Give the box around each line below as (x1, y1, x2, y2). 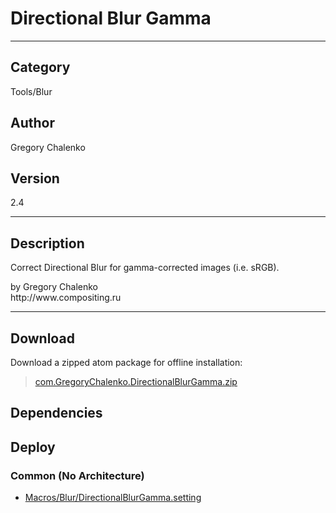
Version (10, 170, 60, 187)
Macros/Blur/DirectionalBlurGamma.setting (24, 492, 202, 504)
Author (10, 115, 55, 132)
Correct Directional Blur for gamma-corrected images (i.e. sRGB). (10, 262, 280, 274)
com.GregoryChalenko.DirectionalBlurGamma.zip (34, 376, 238, 387)
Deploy (10, 438, 56, 456)
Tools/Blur (10, 85, 53, 97)
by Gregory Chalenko (10, 281, 98, 293)
